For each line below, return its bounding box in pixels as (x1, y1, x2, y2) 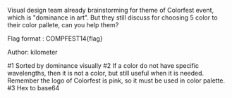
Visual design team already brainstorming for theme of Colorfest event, (7, 6, 214, 14)
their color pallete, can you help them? (7, 21, 119, 29)
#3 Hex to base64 (7, 84, 60, 92)
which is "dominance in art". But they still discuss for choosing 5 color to (7, 13, 218, 22)
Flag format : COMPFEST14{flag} (7, 34, 104, 43)
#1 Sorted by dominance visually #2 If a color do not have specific (7, 62, 200, 69)
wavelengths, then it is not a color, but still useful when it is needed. (7, 69, 204, 77)
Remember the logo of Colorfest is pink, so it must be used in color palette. (7, 76, 226, 85)
